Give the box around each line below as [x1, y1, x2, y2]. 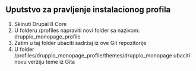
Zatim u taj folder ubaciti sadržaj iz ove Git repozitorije [14, 39, 147, 46]
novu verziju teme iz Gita [14, 58, 75, 65]
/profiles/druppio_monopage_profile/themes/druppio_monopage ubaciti [14, 51, 191, 59]
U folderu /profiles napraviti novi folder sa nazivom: [14, 27, 140, 34]
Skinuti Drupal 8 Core [14, 20, 67, 27]
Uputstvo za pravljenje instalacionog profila [5, 5, 171, 15]
